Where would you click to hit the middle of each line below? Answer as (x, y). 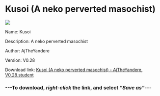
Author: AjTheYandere (27, 50)
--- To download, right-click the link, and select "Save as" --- (79, 88)
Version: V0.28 (20, 60)
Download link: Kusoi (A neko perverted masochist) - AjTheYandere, (74, 70)
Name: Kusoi (18, 32)
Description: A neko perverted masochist (47, 41)
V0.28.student (19, 75)
